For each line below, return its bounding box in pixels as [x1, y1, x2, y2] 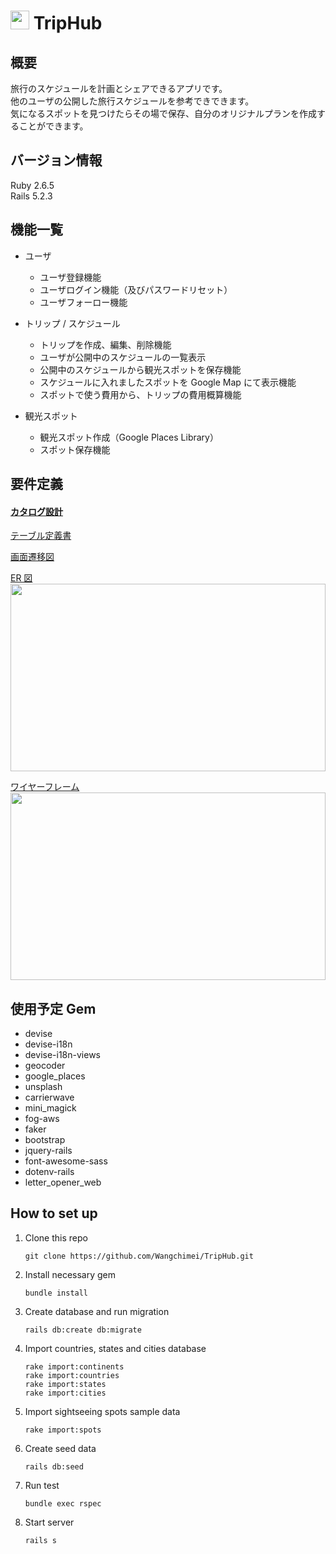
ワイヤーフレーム [10, 781, 80, 793]
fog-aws [24, 1113, 60, 1125]
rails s [24, 1535, 57, 1545]
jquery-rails [24, 1145, 73, 1157]
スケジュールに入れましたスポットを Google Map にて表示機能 [39, 376, 297, 388]
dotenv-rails [24, 1166, 75, 1178]
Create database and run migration [24, 1305, 170, 1317]
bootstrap [24, 1134, 66, 1146]
